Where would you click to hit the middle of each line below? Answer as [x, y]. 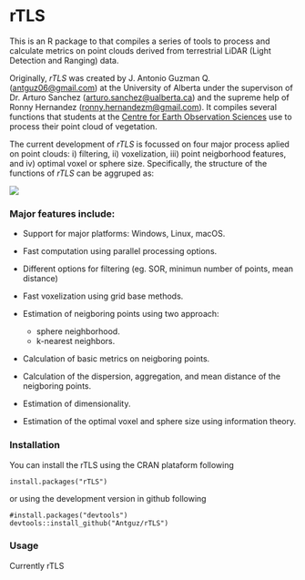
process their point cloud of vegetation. [83, 126]
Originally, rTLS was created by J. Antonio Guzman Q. [110, 77]
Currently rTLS [37, 565]
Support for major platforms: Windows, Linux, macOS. [124, 234]
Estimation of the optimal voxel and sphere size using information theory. [159, 422]
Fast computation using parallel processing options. [120, 251]
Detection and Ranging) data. [65, 60]
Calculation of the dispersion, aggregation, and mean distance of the [151, 376]
